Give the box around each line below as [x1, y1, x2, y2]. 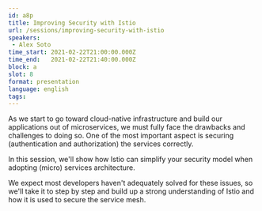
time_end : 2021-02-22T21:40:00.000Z [8, 56, 136, 64]
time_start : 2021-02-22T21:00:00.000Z [8, 48, 136, 56]
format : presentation [8, 77, 80, 85]
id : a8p [8, 11, 34, 20]
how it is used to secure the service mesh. [8, 195, 146, 205]
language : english [8, 85, 69, 93]
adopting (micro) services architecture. [8, 163, 136, 172]
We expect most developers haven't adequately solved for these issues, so [8, 179, 253, 188]
